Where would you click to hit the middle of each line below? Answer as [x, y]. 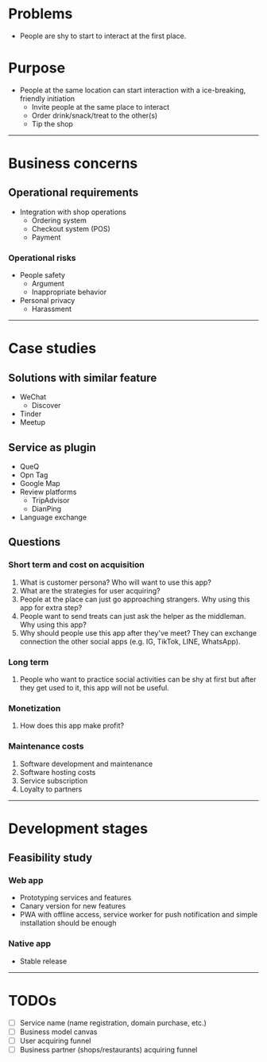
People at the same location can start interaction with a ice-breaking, [133, 90]
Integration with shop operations [73, 212]
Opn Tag [34, 475]
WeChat [33, 397]
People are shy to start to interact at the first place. [103, 36]
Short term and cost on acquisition [76, 565]
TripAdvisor [50, 500]
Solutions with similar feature [83, 377]
